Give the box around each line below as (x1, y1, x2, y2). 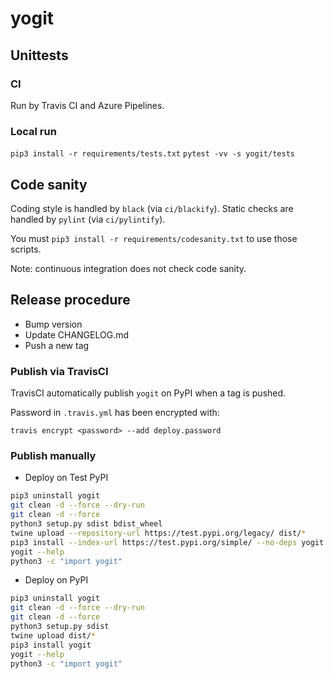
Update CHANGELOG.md (24, 328, 130, 341)
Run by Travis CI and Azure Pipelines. (10, 99, 165, 111)
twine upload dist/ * (10, 630, 97, 641)
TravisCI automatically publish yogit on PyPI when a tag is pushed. (10, 387, 287, 399)
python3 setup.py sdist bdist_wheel (10, 519, 163, 529)
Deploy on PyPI (24, 574, 89, 586)
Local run (10, 124, 57, 138)
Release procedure (10, 292, 131, 309)
